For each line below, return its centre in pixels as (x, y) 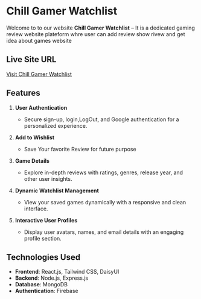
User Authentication (41, 107)
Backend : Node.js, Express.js (52, 278)
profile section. (43, 238)
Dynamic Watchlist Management (57, 190)
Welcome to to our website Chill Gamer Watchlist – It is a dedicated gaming (101, 28)
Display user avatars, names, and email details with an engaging (104, 232)
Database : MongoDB (41, 285)
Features (23, 93)
